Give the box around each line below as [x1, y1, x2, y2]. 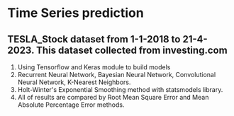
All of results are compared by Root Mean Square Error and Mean [17, 93, 209, 101]
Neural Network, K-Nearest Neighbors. [17, 78, 131, 86]
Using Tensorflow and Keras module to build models [17, 63, 171, 71]
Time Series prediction [7, 5, 144, 21]
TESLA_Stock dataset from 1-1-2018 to [7, 33, 181, 45]
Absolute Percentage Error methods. [17, 100, 125, 109]
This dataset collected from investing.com [36, 44, 228, 56]
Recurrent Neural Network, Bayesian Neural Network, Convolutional [17, 71, 216, 79]
